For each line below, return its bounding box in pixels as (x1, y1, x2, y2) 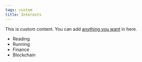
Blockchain (12, 51, 36, 58)
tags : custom (5, 7, 33, 13)
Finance (12, 46, 30, 52)
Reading (12, 36, 30, 42)
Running (12, 41, 30, 47)
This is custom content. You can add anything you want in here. (5, 26, 137, 32)
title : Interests (5, 12, 42, 17)
